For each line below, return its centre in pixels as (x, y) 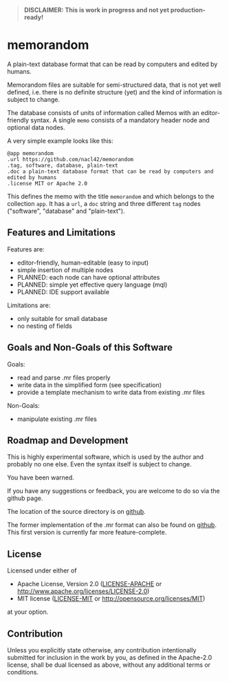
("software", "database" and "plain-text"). (66, 211)
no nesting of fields (44, 326)
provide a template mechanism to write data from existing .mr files (111, 392)
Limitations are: (29, 305)
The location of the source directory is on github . (76, 512)
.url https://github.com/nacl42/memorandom (70, 159)
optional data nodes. (36, 127)
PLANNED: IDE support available (63, 291)
